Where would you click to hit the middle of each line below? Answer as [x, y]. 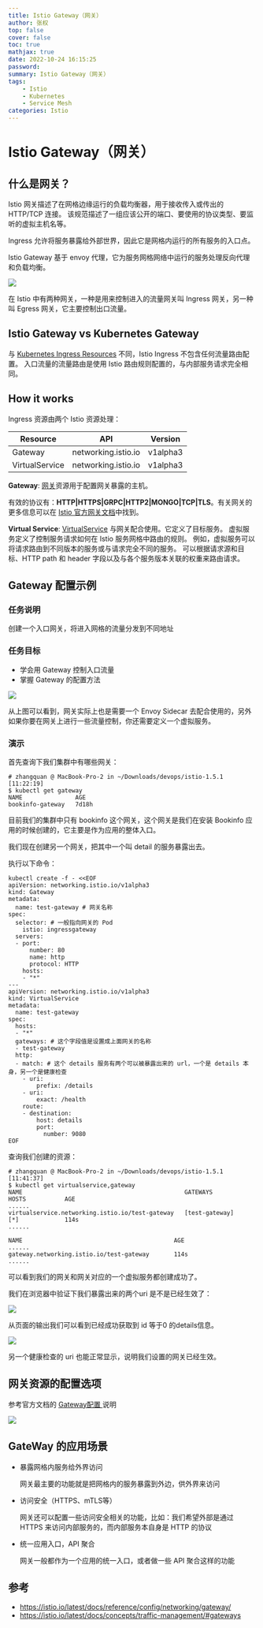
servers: [30, 936]
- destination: [47, 1113]
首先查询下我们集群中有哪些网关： [63, 762]
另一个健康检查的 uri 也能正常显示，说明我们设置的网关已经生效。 [114, 1356]
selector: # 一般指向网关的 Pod [64, 922]
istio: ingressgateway [59, 929]
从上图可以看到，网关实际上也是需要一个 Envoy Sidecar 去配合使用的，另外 [130, 711]
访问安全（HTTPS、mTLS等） [68, 1500]
